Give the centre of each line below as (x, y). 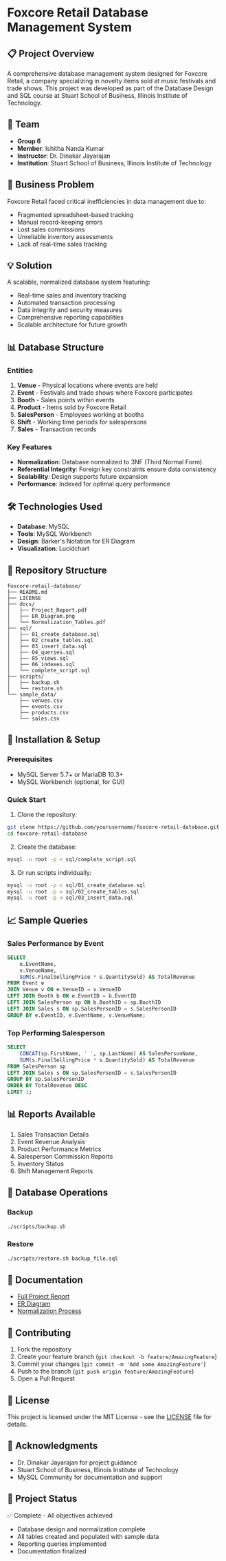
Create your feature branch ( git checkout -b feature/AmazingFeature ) (117, 1357)
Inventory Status (40, 1164)
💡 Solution (30, 266)
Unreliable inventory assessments (65, 236)
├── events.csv (41, 707)
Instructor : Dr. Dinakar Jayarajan (64, 156)
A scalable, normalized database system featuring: (79, 282)
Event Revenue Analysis (51, 1141)
